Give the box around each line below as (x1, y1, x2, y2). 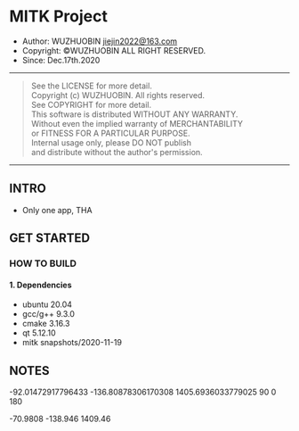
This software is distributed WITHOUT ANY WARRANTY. (30, 109, 238, 120)
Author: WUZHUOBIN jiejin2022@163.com (21, 36, 178, 46)
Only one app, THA (21, 204, 93, 215)
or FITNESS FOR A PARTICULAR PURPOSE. (30, 128, 190, 138)
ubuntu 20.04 (21, 299, 73, 310)
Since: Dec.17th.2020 (21, 54, 101, 65)
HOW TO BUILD (9, 257, 77, 269)
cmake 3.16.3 (21, 319, 70, 329)
